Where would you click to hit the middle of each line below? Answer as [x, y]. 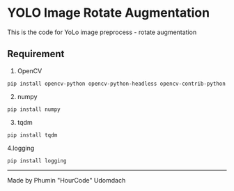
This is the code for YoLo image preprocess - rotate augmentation [102, 32]
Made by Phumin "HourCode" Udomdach [67, 180]
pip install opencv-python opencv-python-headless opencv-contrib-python [117, 84]
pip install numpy [34, 109]
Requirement [36, 54]
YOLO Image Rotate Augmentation [109, 13]
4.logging [21, 148]
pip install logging [37, 161]
